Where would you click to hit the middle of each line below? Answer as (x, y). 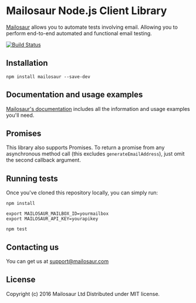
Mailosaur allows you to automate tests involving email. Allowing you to (92, 27)
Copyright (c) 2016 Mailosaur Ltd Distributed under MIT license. (83, 294)
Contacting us (33, 247)
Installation (27, 63)
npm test (17, 229)
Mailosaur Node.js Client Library (87, 11)
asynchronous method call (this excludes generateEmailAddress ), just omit (95, 154)
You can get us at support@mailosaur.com (58, 261)
